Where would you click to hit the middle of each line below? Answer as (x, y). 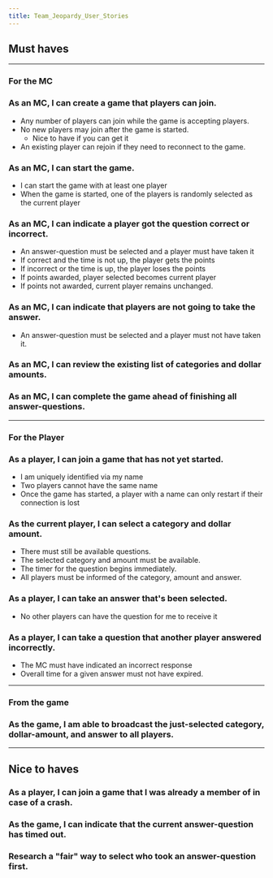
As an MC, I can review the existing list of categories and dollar (135, 365)
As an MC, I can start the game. (71, 167)
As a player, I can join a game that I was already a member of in (134, 793)
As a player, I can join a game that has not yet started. (116, 459)
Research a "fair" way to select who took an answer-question (132, 856)
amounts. (28, 374)
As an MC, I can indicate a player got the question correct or (129, 223)
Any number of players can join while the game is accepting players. (134, 121)
